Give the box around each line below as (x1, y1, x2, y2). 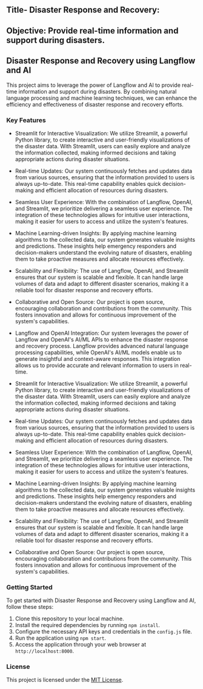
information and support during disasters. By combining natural (18, 87, 177, 95)
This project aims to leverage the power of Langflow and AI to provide (6, 81, 181, 89)
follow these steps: (6, 603, 53, 611)
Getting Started (6, 583, 53, 591)
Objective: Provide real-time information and (6, 26, 179, 36)
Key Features (6, 115, 47, 124)
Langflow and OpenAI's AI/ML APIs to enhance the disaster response (15, 335, 188, 343)
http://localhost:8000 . (15, 647, 75, 655)
